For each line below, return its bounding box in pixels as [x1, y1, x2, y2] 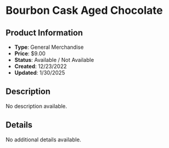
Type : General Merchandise [14, 43, 84, 51]
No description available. [5, 102, 67, 109]
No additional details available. [5, 136, 82, 143]
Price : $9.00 [14, 50, 46, 57]
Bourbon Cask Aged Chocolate [5, 4, 163, 17]
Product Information [5, 28, 84, 38]
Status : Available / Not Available [14, 57, 94, 63]
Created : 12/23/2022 [14, 63, 67, 70]
